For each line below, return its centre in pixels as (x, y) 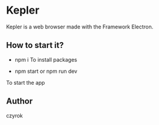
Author (19, 101)
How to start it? (35, 45)
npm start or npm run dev (46, 71)
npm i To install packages (46, 59)
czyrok (15, 116)
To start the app (26, 82)
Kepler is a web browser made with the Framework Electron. (80, 27)
